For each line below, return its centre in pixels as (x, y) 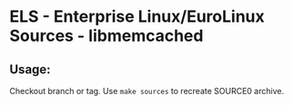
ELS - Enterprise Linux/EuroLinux (137, 17)
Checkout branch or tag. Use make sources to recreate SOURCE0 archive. (147, 91)
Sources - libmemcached (106, 36)
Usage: (30, 69)
